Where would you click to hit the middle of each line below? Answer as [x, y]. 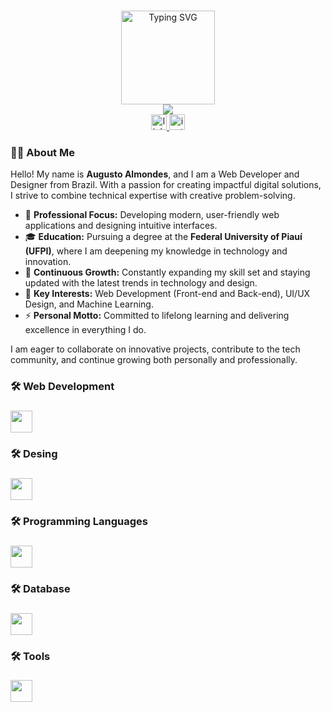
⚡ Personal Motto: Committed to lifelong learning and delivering [157, 316]
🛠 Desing [34, 453]
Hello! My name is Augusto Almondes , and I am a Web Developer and [155, 174]
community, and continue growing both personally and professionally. [154, 360]
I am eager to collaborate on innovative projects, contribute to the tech [155, 349]
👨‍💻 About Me [42, 152]
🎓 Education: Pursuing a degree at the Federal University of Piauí [163, 237]
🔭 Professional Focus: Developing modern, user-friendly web [152, 215]
